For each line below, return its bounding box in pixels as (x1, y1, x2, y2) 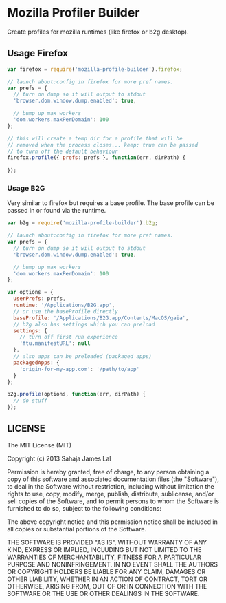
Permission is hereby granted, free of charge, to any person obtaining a (7, 467, 210, 476)
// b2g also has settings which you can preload (13, 321, 155, 328)
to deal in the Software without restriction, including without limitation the (7, 482, 214, 490)
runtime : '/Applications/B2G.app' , (13, 301, 115, 309)
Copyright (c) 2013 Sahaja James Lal (7, 454, 111, 463)
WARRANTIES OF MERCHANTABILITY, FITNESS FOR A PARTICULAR (7, 553, 201, 561)
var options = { (7, 289, 54, 296)
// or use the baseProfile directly (13, 308, 118, 315)
